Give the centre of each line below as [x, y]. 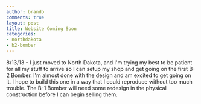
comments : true [25, 17]
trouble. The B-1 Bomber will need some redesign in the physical [87, 88]
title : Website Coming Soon [42, 29]
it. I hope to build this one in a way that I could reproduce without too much [100, 81]
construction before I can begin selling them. [62, 94]
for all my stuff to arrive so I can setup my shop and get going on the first [97, 69]
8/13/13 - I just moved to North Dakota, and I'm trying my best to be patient [99, 62]
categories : [21, 34]
